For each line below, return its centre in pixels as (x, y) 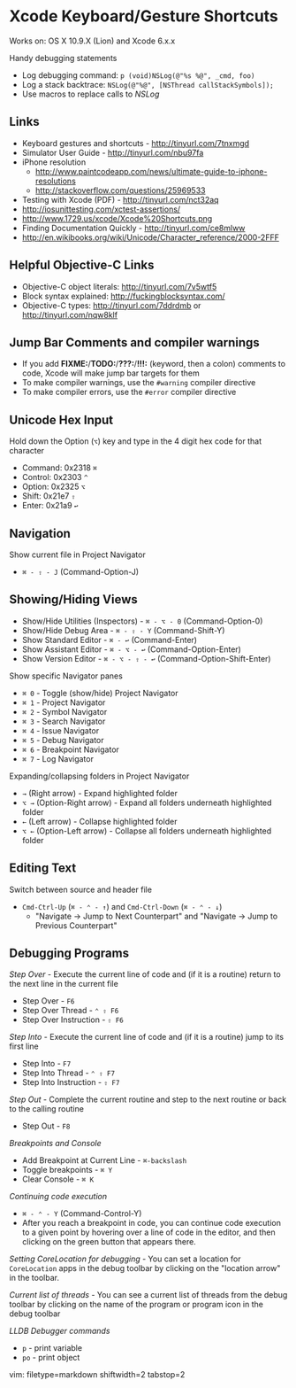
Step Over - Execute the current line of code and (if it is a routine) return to (145, 974)
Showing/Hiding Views (74, 600)
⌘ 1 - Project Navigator (64, 702)
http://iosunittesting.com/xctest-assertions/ (101, 209)
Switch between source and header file (81, 889)
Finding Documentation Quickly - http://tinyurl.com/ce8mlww (133, 228)
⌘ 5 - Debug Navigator (63, 740)
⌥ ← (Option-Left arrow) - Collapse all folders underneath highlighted (147, 831)
